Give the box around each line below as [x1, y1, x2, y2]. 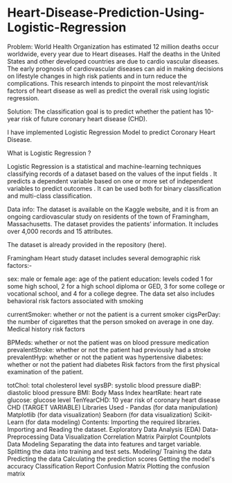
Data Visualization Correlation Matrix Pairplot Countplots [50, 432, 211, 441]
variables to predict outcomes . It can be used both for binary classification [7, 184, 222, 192]
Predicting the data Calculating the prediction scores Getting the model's [7, 455, 215, 463]
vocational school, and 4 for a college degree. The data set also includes [7, 289, 215, 298]
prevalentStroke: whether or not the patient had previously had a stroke [7, 345, 211, 354]
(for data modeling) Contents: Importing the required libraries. [25, 417, 202, 426]
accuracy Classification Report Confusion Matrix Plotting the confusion [7, 462, 210, 470]
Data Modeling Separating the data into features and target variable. [7, 439, 202, 448]
